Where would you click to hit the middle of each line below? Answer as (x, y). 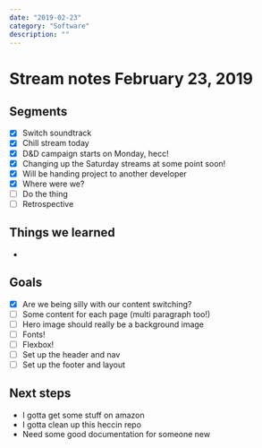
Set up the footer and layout (74, 365)
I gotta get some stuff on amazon (83, 415)
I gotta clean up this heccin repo (81, 424)
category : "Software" (50, 26)
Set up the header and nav (71, 354)
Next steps (40, 394)
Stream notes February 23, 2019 (131, 78)
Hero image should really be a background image (113, 324)
